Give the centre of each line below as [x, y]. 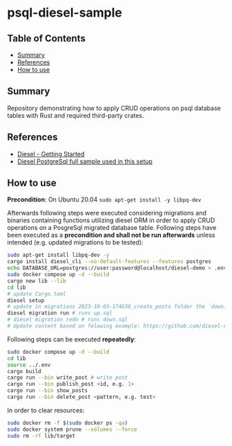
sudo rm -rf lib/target [41, 436]
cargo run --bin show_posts [48, 391]
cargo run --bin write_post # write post [68, 378]
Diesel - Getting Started [51, 154]
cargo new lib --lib [37, 281]
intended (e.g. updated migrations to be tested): [75, 242]
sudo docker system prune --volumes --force [72, 429]
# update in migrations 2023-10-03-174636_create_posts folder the [106, 307]
